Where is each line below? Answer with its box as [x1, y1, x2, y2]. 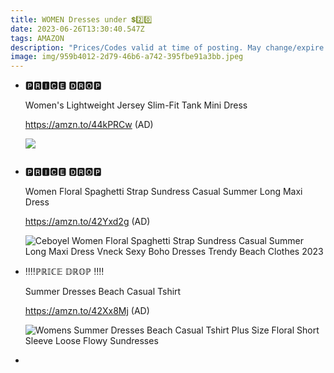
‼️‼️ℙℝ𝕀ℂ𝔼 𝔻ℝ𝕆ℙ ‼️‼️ [24, 266, 105, 278]
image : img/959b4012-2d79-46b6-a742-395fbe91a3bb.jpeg [10, 52, 244, 62]
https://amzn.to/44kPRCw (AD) [24, 119, 154, 131]
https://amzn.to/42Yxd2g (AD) [24, 216, 151, 228]
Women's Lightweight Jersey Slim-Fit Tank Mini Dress [24, 99, 248, 111]
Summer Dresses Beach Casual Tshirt [24, 286, 182, 298]
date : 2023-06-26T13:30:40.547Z [10, 24, 145, 34]
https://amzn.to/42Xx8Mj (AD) [24, 305, 150, 317]
